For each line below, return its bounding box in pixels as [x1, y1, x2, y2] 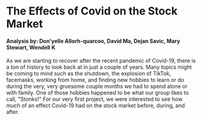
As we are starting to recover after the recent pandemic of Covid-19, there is [6, 57, 196, 65]
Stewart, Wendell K [6, 43, 55, 51]
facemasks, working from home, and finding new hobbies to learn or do [6, 77, 185, 84]
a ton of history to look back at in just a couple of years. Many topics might [6, 63, 192, 71]
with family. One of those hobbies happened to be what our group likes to [6, 89, 189, 96]
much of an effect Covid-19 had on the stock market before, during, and [6, 102, 185, 109]
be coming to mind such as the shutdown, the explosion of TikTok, [6, 70, 171, 77]
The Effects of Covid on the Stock [6, 4, 178, 18]
